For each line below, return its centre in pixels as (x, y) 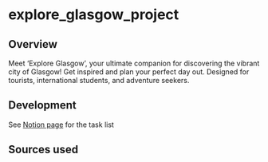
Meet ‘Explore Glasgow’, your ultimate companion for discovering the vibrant (134, 63)
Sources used (43, 150)
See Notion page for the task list (61, 124)
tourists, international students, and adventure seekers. (99, 80)
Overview (33, 44)
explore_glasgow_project (94, 15)
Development (43, 105)
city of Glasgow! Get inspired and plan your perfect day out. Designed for (129, 72)
